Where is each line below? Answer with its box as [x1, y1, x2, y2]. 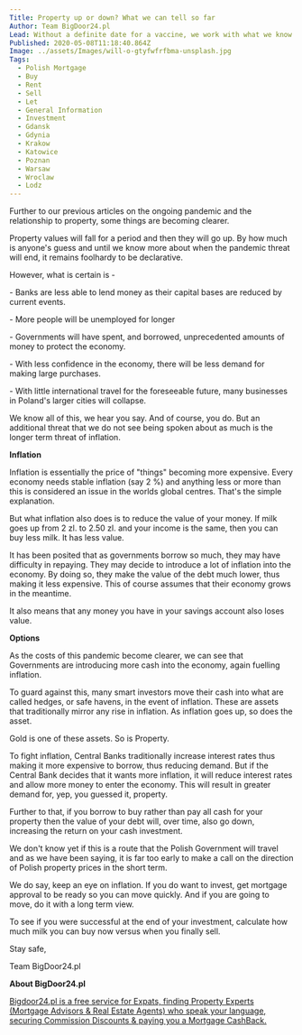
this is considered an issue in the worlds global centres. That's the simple [9, 486, 282, 497]
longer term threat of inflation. [9, 432, 122, 443]
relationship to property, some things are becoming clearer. [9, 216, 230, 226]
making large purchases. [9, 368, 101, 379]
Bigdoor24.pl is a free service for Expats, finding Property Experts [9, 996, 254, 1007]
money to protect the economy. [9, 341, 126, 352]
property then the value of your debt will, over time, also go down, [9, 816, 255, 827]
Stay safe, [9, 944, 47, 955]
